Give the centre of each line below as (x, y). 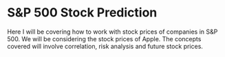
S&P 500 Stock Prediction (82, 13)
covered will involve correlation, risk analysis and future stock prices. (105, 46)
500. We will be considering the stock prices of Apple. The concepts (104, 38)
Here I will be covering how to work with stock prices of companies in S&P (112, 32)
